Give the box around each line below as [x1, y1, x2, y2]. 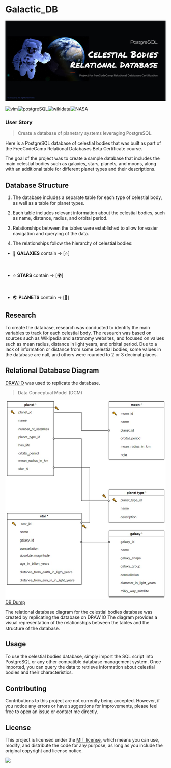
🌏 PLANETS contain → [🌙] [12, 294, 70, 301]
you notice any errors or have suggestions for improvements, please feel [5, 703, 158, 709]
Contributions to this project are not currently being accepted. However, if [5, 698, 160, 704]
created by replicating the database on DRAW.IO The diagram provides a [5, 614, 158, 620]
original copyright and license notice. [5, 748, 83, 754]
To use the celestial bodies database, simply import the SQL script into [5, 653, 154, 660]
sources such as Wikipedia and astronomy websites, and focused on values [5, 335, 164, 342]
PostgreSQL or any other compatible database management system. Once [5, 659, 161, 665]
